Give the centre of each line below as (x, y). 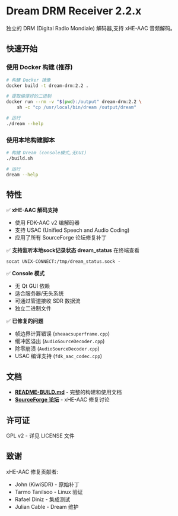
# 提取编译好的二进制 (29, 97)
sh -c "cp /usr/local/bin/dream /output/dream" (77, 108)
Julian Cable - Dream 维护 (47, 506)
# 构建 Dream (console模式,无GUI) (47, 153)
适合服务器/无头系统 (39, 294)
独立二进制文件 (33, 309)
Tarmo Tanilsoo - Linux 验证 (49, 492)
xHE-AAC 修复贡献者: (32, 471)
